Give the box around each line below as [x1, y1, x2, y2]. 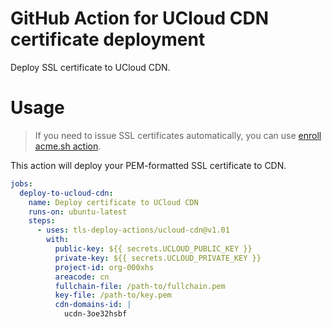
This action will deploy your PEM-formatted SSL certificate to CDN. [10, 159, 287, 171]
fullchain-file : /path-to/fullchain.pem [54, 281, 226, 291]
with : [46, 235, 70, 245]
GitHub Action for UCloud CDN [10, 7, 270, 30]
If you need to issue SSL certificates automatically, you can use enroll [34, 129, 322, 141]
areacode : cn [54, 272, 110, 282]
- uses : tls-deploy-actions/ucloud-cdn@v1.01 [36, 225, 230, 236]
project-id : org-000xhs [54, 262, 155, 272]
